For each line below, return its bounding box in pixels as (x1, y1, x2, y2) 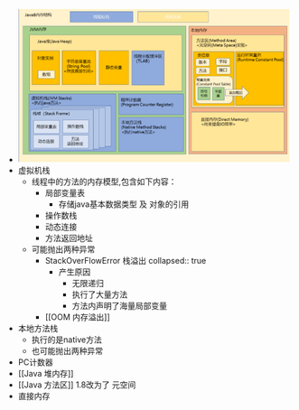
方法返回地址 (44, 233, 93, 244)
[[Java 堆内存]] (17, 368, 74, 379)
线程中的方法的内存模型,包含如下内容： (31, 176, 177, 187)
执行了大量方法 (71, 289, 128, 300)
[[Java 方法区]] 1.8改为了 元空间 (17, 379, 136, 390)
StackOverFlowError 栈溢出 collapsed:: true (44, 256, 207, 266)
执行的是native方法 (31, 334, 102, 345)
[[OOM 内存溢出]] (44, 312, 110, 322)
